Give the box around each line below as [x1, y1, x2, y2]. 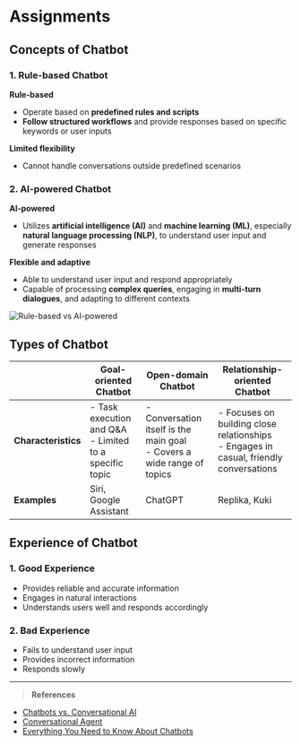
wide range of [145, 456, 204, 469]
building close [218, 417, 278, 429]
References [30, 689, 76, 700]
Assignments [9, 6, 111, 27]
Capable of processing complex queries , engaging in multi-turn [21, 284, 262, 295]
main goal [145, 434, 187, 446]
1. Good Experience [9, 562, 96, 575]
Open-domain [146, 368, 209, 381]
